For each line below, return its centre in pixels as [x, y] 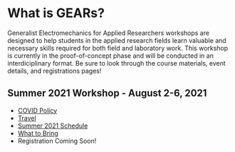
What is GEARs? [56, 13]
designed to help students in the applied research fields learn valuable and [117, 40]
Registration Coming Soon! [57, 141]
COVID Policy [37, 110]
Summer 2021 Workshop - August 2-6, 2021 [107, 93]
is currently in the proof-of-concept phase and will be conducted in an [110, 56]
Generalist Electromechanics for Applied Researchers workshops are [109, 33]
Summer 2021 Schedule [53, 126]
